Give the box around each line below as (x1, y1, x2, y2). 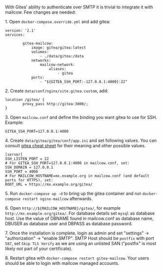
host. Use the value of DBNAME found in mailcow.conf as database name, (5, 215, 154, 221)
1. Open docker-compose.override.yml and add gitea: (5, 19, 111, 24)
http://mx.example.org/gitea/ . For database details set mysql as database (5, 211, 155, 216)
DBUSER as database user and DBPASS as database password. (5, 221, 133, 226)
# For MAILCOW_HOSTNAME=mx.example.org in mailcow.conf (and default (5, 174, 150, 178)
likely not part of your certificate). (5, 246, 73, 252)
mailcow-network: (40, 62, 76, 67)
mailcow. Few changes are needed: (5, 9, 76, 15)
